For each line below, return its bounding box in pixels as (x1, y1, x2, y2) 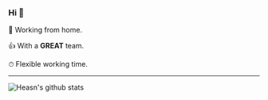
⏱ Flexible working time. (8, 60, 88, 69)
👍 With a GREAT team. (8, 41, 85, 51)
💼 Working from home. (8, 25, 82, 35)
